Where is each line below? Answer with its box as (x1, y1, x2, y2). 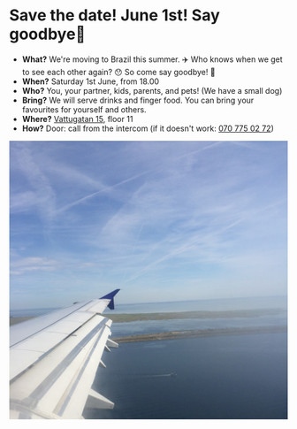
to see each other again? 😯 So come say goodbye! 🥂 (21, 66, 216, 77)
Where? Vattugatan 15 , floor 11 (21, 113, 133, 124)
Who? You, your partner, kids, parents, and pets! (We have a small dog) (21, 85, 283, 96)
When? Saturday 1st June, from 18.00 (21, 76, 160, 87)
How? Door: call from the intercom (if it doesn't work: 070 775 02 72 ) (21, 123, 274, 134)
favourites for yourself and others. (21, 103, 148, 115)
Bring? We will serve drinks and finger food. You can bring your (21, 95, 255, 105)
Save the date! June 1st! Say (9, 5, 221, 26)
